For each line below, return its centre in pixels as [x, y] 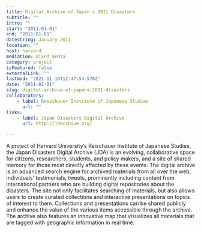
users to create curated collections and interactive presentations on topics [98, 197]
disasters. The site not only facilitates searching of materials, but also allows [100, 191]
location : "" [22, 46]
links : [14, 112]
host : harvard [24, 51]
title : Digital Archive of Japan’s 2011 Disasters [71, 12]
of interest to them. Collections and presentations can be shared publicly [96, 203]
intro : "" [19, 23]
